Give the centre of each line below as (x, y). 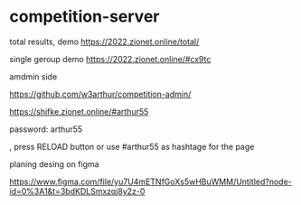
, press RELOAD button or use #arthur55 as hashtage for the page (132, 146)
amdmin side (33, 76)
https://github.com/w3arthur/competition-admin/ (100, 94)
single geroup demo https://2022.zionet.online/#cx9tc (110, 59)
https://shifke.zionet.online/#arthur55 (79, 111)
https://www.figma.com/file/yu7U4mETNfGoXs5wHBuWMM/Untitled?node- (150, 182)
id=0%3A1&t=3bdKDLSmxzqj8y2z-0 (77, 191)
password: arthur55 (46, 129)
